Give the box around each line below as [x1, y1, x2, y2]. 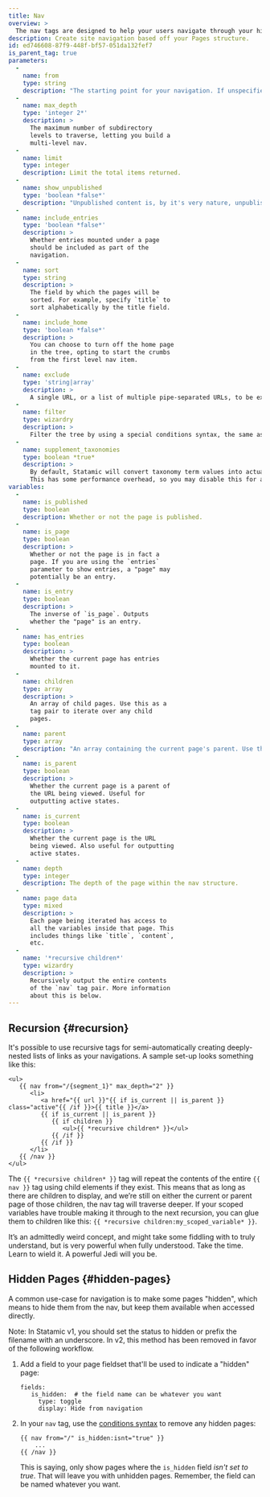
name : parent [22, 730, 67, 738]
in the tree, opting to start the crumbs [29, 348, 171, 356]
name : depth [22, 864, 63, 873]
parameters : [8, 57, 48, 65]
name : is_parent [22, 759, 78, 768]
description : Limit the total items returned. [22, 169, 182, 177]
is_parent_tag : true [8, 49, 78, 57]
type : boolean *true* [22, 453, 95, 461]
